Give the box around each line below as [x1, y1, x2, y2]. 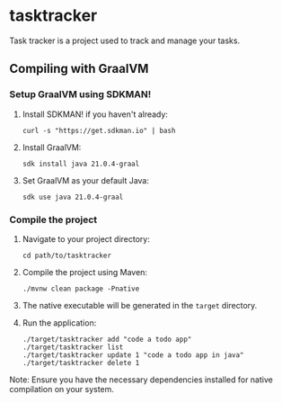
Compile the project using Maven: [22, 266, 148, 277]
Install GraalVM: [22, 141, 82, 153]
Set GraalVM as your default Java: [22, 175, 150, 185]
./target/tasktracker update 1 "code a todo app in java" [22, 350, 244, 360]
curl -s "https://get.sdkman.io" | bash [22, 126, 176, 135]
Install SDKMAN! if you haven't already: [22, 109, 169, 120]
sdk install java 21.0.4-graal [22, 159, 140, 168]
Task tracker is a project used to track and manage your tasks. [9, 35, 241, 46]
